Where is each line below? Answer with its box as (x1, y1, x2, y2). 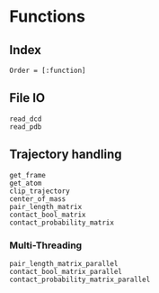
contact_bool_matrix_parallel (9, 267, 123, 276)
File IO (9, 90, 46, 105)
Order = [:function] (9, 66, 87, 75)
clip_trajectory (9, 187, 70, 196)
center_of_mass (9, 194, 66, 204)
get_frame (9, 170, 47, 179)
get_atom (9, 179, 42, 188)
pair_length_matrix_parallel (9, 259, 119, 268)
